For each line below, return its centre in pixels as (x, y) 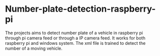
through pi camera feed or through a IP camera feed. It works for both (75, 38)
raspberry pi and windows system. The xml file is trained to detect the (75, 43)
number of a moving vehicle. (34, 48)
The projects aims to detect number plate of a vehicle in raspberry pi (74, 33)
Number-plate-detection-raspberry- (80, 9)
